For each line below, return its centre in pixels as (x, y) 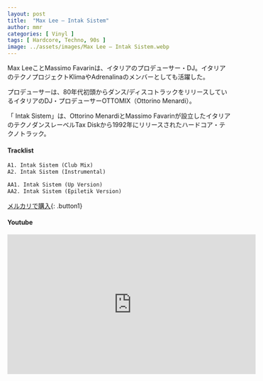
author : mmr (25, 27)
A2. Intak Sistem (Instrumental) (57, 172)
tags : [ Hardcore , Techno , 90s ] (57, 40)
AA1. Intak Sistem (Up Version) (55, 184)
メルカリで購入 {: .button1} (45, 206)
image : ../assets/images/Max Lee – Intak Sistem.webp (89, 47)
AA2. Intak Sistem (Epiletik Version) (65, 191)
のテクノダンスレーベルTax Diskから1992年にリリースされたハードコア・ (113, 125)
